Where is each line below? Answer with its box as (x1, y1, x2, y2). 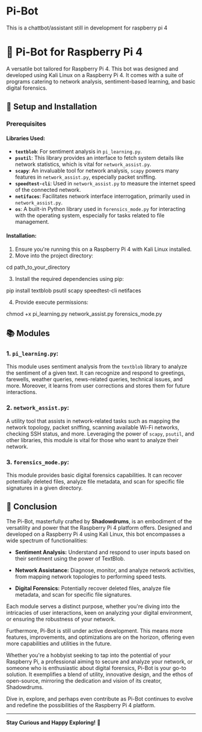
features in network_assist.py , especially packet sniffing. (14, 173, 157, 181)
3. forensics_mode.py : (6, 458, 69, 466)
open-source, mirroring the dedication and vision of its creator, (6, 677, 162, 684)
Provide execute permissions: (14, 298, 89, 306)
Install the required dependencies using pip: (14, 275, 124, 282)
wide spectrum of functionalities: (6, 537, 88, 544)
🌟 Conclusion (6, 502, 57, 512)
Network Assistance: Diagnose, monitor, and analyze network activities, (14, 567, 195, 574)
